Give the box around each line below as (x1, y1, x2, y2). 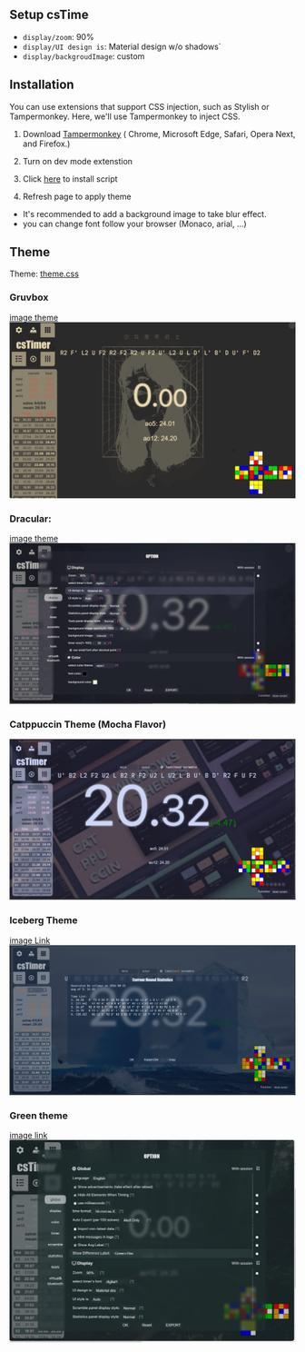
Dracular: (9, 512, 52, 525)
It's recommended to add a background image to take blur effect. (22, 208, 267, 219)
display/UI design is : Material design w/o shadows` (22, 41, 221, 52)
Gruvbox (9, 291, 49, 303)
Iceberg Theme (9, 914, 79, 927)
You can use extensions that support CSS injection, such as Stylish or (9, 101, 270, 112)
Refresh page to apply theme (22, 191, 132, 202)
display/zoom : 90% (22, 31, 94, 42)
